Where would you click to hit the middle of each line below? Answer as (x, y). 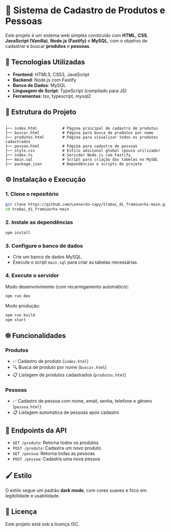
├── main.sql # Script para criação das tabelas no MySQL (82, 159)
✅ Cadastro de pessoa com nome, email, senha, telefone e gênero (82, 401)
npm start (16, 320)
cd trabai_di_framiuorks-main (37, 209)
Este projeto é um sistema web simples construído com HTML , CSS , (77, 35)
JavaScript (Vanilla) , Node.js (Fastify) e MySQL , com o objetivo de (76, 41)
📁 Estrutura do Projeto (41, 112)
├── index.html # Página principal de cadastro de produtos (82, 128)
